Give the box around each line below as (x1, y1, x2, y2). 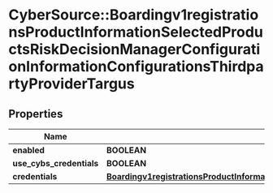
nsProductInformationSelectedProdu (8, 23, 264, 41)
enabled (12, 144, 45, 156)
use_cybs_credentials (12, 158, 99, 169)
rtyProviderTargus (8, 75, 136, 93)
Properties (8, 107, 63, 121)
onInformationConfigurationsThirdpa (8, 58, 264, 76)
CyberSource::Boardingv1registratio (8, 6, 259, 24)
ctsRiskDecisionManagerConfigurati (8, 41, 261, 58)
